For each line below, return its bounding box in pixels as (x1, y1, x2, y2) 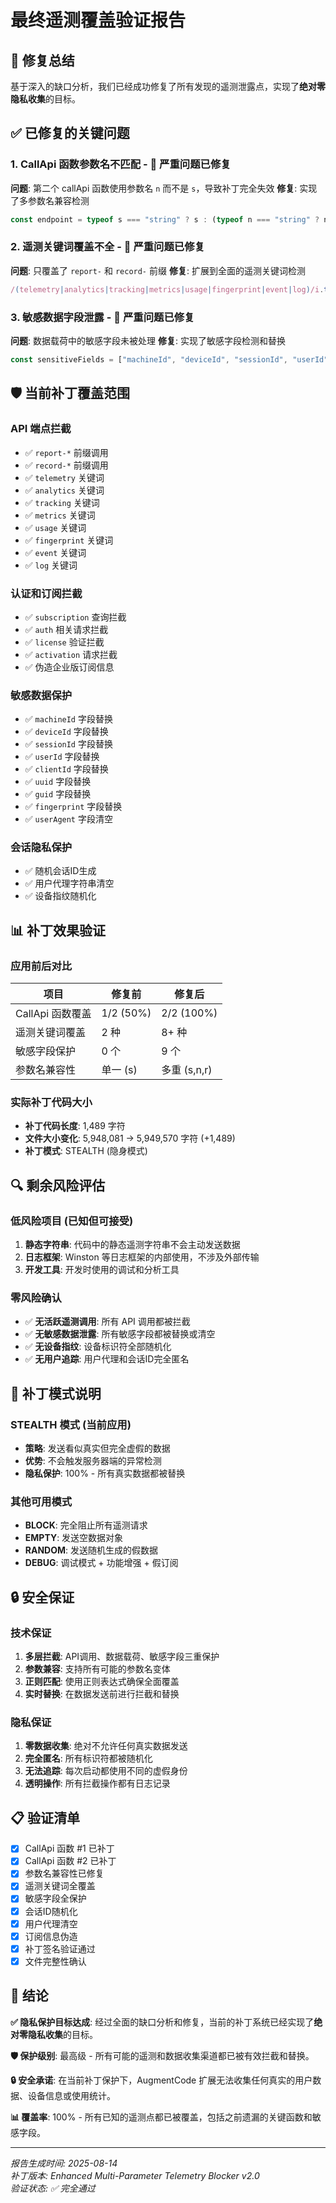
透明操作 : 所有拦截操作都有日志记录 (24, 1777, 171, 1790)
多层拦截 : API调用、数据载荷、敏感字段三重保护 (24, 1651, 220, 1663)
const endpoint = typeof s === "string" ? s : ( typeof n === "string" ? (10, 214, 320, 225)
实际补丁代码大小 (10, 1096, 93, 1110)
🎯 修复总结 (10, 52, 75, 69)
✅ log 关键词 (24, 559, 78, 571)
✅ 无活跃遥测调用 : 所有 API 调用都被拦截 (24, 1316, 191, 1328)
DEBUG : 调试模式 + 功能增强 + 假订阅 (24, 1557, 179, 1569)
